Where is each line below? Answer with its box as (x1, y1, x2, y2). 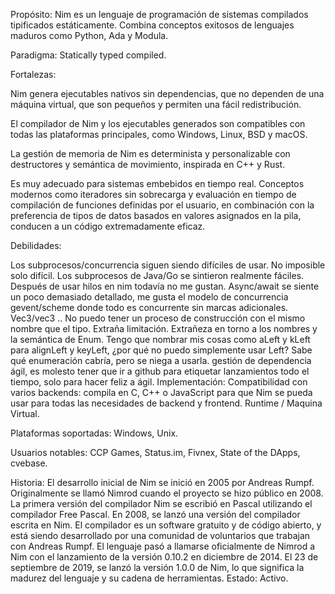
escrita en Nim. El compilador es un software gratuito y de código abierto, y (10, 519, 322, 531)
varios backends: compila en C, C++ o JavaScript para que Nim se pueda (10, 387, 313, 398)
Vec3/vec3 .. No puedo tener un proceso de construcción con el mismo (10, 312, 306, 324)
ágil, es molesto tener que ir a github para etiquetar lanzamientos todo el (10, 365, 310, 377)
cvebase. (10, 457, 48, 469)
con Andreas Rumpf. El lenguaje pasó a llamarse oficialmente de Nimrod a (10, 540, 316, 552)
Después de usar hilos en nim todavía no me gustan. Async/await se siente (10, 280, 320, 292)
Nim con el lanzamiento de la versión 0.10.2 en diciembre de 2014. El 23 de (10, 551, 319, 563)
